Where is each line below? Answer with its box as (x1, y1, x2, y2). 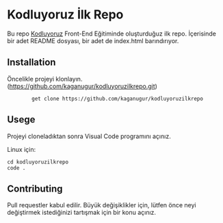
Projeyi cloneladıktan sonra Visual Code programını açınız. (7, 132, 171, 140)
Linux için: (7, 145, 36, 153)
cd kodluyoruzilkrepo (7, 158, 69, 166)
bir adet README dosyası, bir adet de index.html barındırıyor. (7, 36, 179, 44)
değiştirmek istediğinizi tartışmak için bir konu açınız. (7, 209, 156, 217)
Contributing (7, 183, 63, 194)
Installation (7, 57, 56, 68)
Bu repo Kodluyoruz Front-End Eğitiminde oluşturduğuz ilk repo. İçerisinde (7, 29, 217, 38)
